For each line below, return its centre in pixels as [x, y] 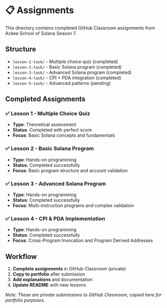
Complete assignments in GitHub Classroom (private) [69, 269]
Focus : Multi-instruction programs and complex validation [73, 206]
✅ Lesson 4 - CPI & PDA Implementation [55, 219]
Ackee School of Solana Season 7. [41, 33]
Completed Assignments [45, 99]
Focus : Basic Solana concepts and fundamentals [64, 135]
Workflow [21, 256]
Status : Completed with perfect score [52, 130]
